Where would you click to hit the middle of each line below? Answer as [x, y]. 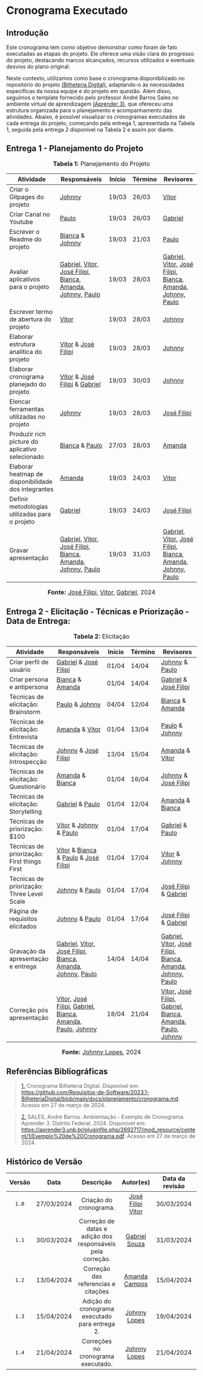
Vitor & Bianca [76, 850]
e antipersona [29, 687]
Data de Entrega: [38, 621]
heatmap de [26, 474]
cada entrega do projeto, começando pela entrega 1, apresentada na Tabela [101, 123]
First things [25, 861]
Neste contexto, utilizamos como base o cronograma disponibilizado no [96, 78]
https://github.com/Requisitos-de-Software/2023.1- [85, 1092]
